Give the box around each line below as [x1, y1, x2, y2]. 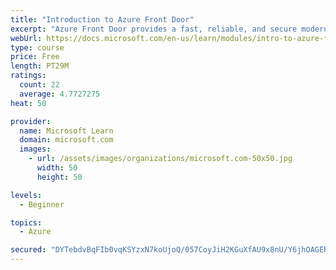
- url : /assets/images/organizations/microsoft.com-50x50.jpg [28, 154, 293, 164]
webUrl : [10, 33, 43, 43]
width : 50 [36, 163, 78, 173]
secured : [10, 245, 47, 255]
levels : [10, 190, 43, 200]
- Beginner [19, 199, 65, 210]
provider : [10, 116, 52, 126]
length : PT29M [10, 61, 70, 71]
